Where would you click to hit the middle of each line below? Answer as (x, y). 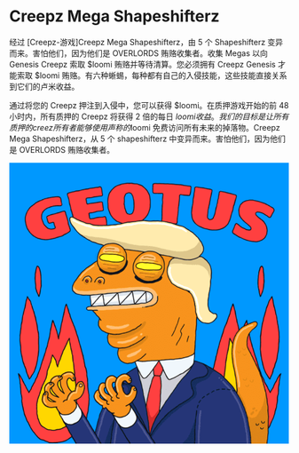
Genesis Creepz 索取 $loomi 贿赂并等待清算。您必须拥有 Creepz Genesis (143, 64)
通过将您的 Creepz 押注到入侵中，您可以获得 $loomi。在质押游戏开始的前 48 (149, 105)
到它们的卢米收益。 (44, 86)
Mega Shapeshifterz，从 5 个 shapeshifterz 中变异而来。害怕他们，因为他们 (148, 139)
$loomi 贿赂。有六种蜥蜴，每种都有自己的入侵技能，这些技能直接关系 (161, 75)
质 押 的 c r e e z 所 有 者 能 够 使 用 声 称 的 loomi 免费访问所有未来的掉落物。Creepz (145, 127)
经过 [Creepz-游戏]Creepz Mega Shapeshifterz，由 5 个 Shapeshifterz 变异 (146, 42)
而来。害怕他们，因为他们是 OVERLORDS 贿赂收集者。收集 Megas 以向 (139, 53)
